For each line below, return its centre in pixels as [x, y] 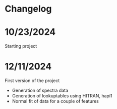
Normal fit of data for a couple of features [55, 101]
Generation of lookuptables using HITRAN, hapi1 [62, 96]
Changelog [28, 9]
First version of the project [32, 81]
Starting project [21, 46]
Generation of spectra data [40, 90]
